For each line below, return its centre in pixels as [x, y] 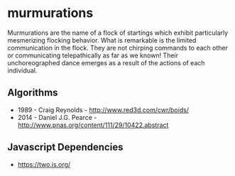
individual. [22, 70]
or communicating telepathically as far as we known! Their [93, 55]
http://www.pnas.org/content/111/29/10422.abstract [93, 125]
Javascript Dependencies [65, 147]
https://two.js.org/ [44, 164]
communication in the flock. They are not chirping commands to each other [118, 48]
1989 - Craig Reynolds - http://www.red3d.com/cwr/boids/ [103, 110]
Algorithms [33, 93]
